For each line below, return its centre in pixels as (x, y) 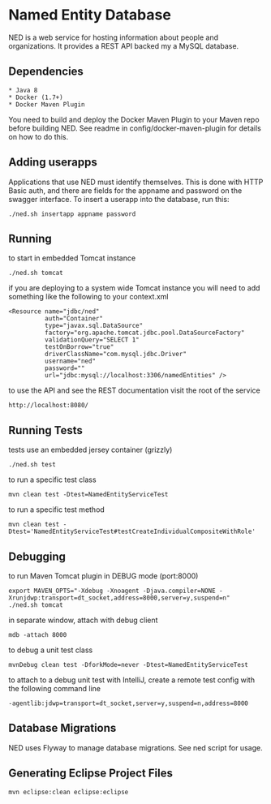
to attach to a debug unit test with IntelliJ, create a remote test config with (132, 680)
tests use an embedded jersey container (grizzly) (90, 450)
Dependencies (46, 72)
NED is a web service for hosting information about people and (114, 37)
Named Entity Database (90, 15)
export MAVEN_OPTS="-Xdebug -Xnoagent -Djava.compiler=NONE (112, 591)
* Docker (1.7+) (36, 97)
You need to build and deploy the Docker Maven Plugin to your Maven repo (134, 119)
